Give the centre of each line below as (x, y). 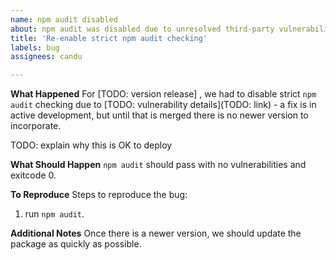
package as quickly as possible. (76, 244)
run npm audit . (54, 214)
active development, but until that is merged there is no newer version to (159, 115)
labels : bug (35, 47)
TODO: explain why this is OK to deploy (91, 145)
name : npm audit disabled (64, 19)
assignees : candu (46, 57)
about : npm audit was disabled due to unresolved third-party (142, 29)
